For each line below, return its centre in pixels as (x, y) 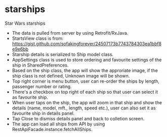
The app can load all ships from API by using (59, 124)
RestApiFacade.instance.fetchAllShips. (52, 129)
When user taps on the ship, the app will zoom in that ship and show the (87, 102)
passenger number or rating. (42, 86)
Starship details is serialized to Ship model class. (63, 54)
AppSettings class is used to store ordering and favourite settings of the (87, 59)
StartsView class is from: (38, 38)
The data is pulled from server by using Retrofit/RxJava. (70, 33)
